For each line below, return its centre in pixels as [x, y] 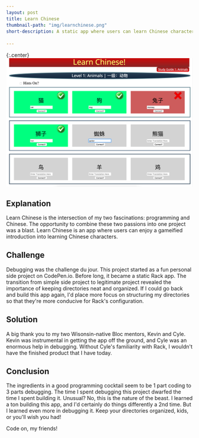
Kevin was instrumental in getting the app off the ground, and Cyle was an [97, 340]
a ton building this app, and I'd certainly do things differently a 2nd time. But [99, 405]
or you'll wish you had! [34, 417]
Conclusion [28, 371]
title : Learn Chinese [33, 19]
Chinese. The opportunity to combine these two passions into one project [96, 224]
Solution [22, 320]
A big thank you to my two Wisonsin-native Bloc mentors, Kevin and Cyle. [96, 334]
